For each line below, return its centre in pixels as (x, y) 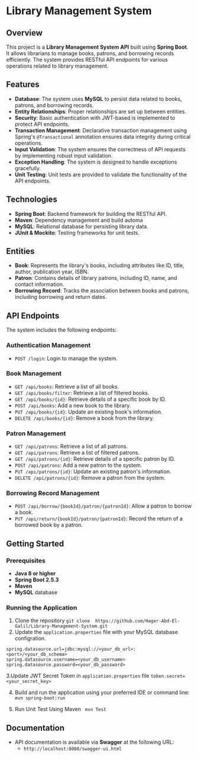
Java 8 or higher (35, 574)
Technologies (32, 200)
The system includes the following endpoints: (61, 330)
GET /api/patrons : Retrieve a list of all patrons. (71, 447)
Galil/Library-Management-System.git (61, 626)
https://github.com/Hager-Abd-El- (137, 621)
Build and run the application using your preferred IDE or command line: (102, 693)
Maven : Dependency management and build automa (79, 220)
